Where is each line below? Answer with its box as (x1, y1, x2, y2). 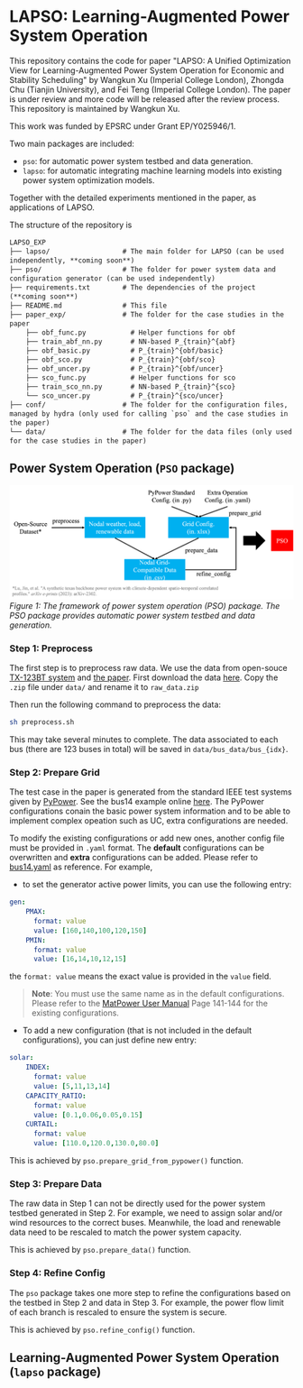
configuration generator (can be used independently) (9, 273, 216, 283)
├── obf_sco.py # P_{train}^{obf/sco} (25, 354, 216, 364)
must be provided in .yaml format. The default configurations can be (9, 842, 264, 853)
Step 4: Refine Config (9, 1267, 106, 1280)
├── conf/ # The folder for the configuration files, (9, 400, 289, 409)
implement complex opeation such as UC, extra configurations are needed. (9, 815, 289, 826)
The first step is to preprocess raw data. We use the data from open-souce (9, 663, 288, 674)
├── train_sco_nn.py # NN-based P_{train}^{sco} (25, 381, 236, 391)
